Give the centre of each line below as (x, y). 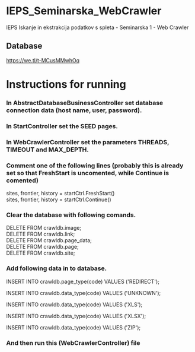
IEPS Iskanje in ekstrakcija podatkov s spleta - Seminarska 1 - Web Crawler (97, 27)
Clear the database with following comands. (71, 215)
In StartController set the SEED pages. (62, 126)
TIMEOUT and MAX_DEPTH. (47, 150)
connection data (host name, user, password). (74, 110)
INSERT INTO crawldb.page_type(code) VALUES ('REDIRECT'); (83, 281)
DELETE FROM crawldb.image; (44, 228)
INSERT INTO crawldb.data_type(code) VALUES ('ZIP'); (73, 327)
